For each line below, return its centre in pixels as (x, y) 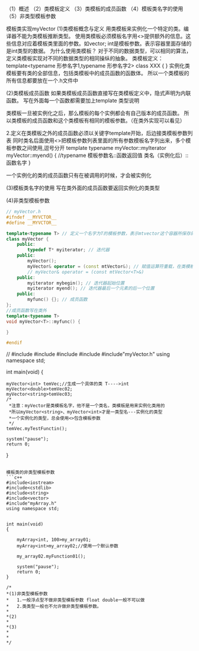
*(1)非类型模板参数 (27, 594)
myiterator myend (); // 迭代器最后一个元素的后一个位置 (91, 288)
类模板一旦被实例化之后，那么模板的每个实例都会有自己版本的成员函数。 (94, 113)
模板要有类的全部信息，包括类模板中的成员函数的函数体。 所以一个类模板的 (98, 73)
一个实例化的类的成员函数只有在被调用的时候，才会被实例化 (79, 175)
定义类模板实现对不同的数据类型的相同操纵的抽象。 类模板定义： (85, 58)
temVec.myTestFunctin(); (37, 429)
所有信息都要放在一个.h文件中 (42, 81)
